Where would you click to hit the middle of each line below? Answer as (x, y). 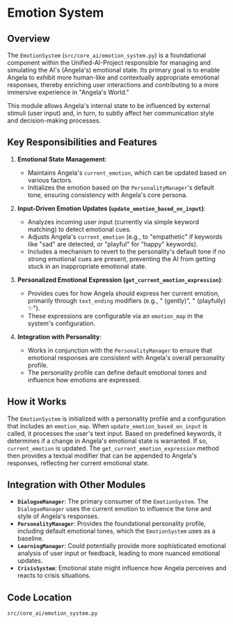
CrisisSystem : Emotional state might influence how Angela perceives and (122, 568)
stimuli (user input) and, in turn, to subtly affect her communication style (111, 113)
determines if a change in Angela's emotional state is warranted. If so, (107, 441)
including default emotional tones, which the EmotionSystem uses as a (116, 531)
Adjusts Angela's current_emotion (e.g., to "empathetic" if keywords (125, 236)
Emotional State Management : (62, 159)
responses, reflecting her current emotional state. (78, 463)
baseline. (30, 538)
